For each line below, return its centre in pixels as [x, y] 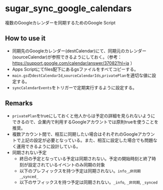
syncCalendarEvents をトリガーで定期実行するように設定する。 [74, 87]
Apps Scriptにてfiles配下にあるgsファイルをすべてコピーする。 [75, 69]
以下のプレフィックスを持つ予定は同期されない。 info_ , [75, 171]
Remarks [19, 103]
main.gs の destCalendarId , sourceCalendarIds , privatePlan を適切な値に [82, 75]
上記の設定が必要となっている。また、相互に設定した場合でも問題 [87, 140]
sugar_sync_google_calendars [68, 9]
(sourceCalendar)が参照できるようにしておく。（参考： [67, 57]
